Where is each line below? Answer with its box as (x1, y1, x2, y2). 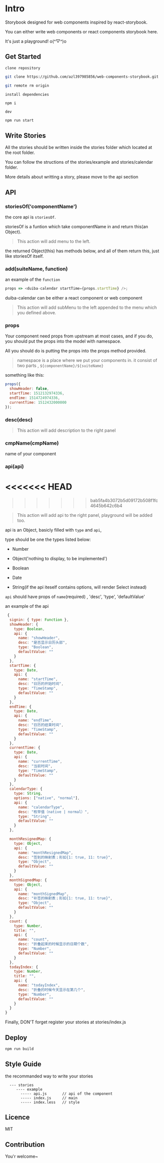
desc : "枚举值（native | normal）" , (18, 809, 90, 814)
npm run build (5, 1046, 34, 1051)
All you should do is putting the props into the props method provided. (5, 348, 147, 354)
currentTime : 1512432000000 (9, 400, 67, 405)
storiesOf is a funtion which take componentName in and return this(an (5, 223, 148, 229)
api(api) (5, 463, 24, 470)
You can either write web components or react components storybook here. (5, 29, 158, 34)
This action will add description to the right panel (17, 427, 116, 433)
